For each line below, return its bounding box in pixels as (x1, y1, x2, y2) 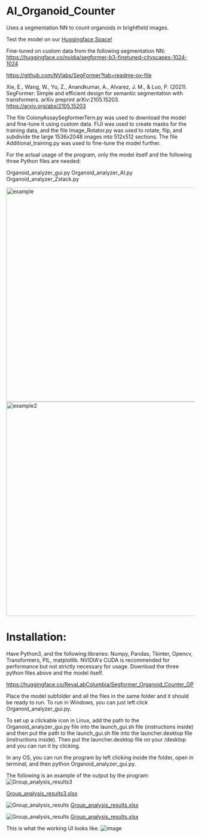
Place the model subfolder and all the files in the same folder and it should (6, 692, 189, 700)
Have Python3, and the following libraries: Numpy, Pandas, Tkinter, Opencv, (6, 650, 193, 657)
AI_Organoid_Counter (6, 4, 115, 18)
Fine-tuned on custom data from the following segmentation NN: (6, 47, 166, 55)
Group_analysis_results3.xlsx (6, 789, 78, 797)
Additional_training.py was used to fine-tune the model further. (6, 139, 161, 146)
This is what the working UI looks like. (6, 824, 100, 831)
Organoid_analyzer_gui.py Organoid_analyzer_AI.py (6, 169, 133, 176)
